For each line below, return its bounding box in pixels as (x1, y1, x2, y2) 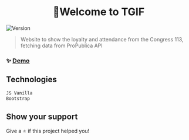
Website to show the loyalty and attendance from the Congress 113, (20, 36, 184, 43)
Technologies (6, 75, 58, 85)
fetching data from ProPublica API (20, 42, 103, 49)
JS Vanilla (6, 90, 33, 96)
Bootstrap (6, 96, 31, 101)
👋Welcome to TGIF (52, 5, 145, 19)
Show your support (6, 111, 78, 121)
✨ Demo (6, 57, 30, 65)
